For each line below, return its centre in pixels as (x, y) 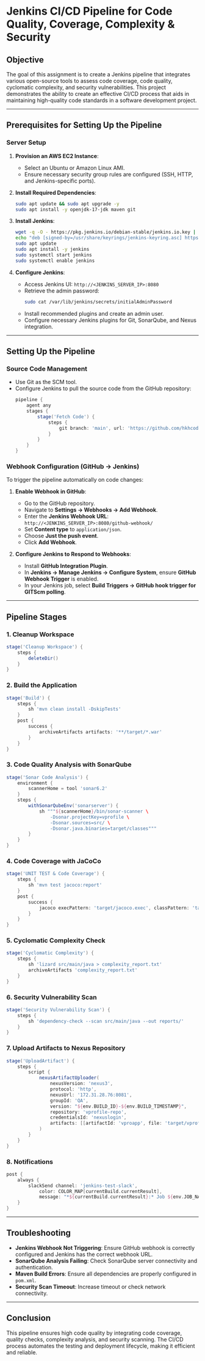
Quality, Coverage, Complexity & (91, 24)
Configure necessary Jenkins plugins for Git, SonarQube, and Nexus (110, 320)
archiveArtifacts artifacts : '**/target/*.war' (101, 732)
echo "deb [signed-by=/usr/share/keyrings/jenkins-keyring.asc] (99, 238)
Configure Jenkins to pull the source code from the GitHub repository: (103, 388)
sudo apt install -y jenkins (52, 249)
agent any (39, 405)
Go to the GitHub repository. (60, 503)
